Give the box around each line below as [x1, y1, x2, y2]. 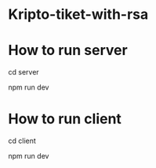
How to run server [8, 42, 128, 60]
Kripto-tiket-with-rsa [8, 5, 149, 24]
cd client [8, 136, 37, 146]
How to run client [8, 110, 122, 128]
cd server [8, 68, 39, 77]
